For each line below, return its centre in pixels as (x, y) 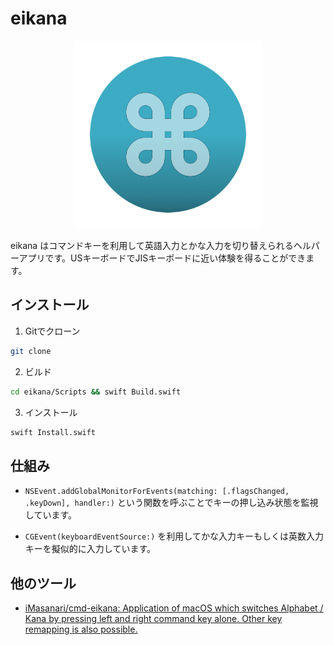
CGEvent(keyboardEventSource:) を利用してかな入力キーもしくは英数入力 (174, 536)
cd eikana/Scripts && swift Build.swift (96, 392)
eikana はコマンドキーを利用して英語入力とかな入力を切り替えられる (152, 245)
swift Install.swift (53, 432)
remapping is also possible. (81, 629)
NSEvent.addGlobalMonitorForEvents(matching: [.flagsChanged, (157, 492)
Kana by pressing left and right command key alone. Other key (153, 618)
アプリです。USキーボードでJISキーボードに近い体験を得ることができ (162, 258)
